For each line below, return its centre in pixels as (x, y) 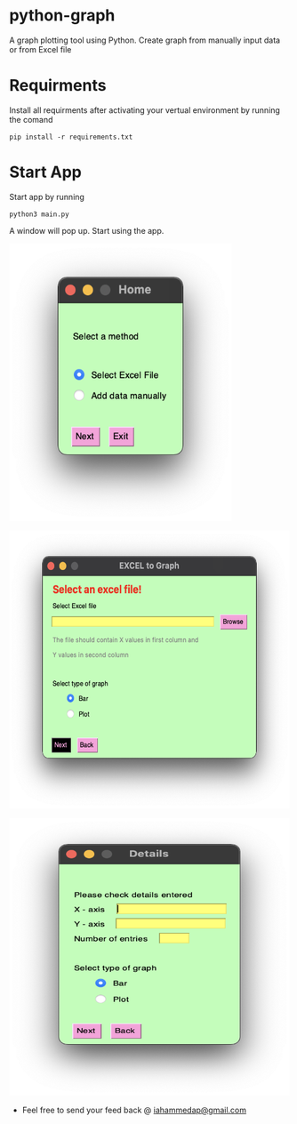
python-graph (62, 16)
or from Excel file (40, 49)
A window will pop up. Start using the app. (87, 230)
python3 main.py (39, 214)
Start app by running (47, 197)
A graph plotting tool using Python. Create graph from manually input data (145, 40)
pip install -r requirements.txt (71, 137)
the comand (31, 119)
